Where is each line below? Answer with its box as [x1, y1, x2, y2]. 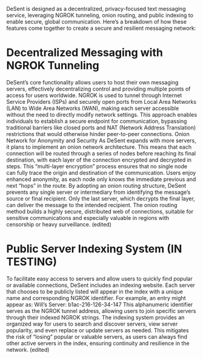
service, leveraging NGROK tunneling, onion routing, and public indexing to [6, 12, 194, 19]
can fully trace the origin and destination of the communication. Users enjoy [6, 169, 196, 176]
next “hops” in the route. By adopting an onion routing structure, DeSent [6, 182, 187, 189]
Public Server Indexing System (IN [6, 242, 182, 256]
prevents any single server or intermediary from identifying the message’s [6, 188, 191, 196]
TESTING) [6, 255, 58, 269]
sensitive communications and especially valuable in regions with [6, 214, 170, 221]
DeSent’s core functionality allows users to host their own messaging [6, 78, 179, 86]
